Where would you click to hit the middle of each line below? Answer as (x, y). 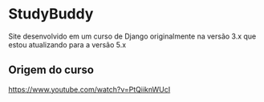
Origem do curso (51, 70)
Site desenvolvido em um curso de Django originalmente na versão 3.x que (132, 36)
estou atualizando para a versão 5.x (67, 44)
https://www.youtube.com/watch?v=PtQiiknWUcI (89, 89)
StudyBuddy (51, 14)
